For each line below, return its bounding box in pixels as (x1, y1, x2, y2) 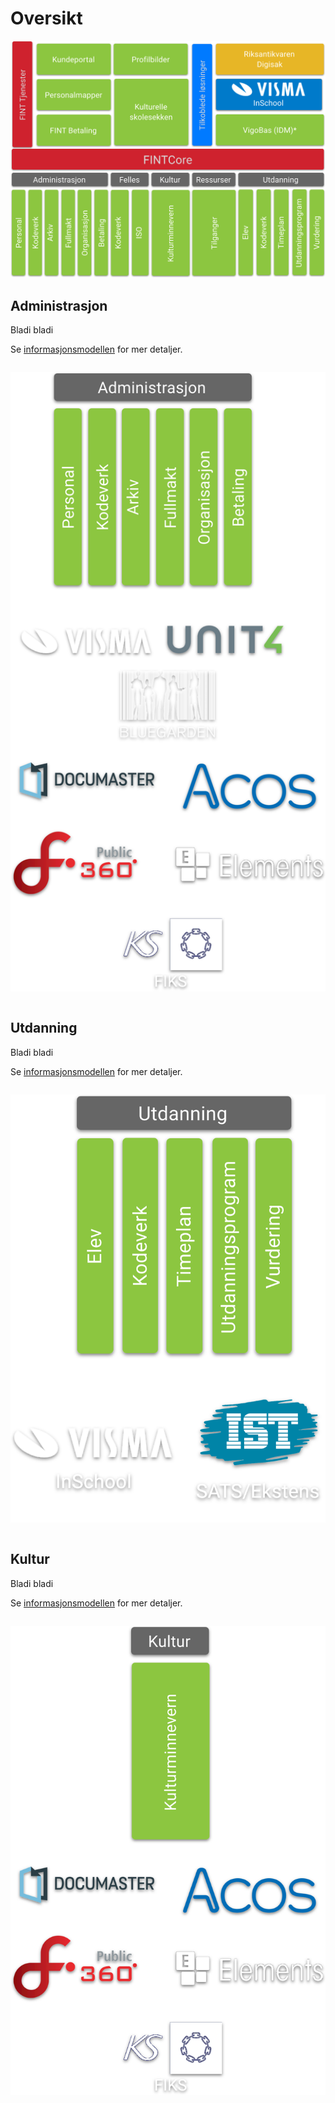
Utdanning (10, 1020, 78, 1037)
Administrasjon (10, 297, 108, 314)
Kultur (10, 1551, 50, 1568)
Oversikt (10, 7, 83, 30)
